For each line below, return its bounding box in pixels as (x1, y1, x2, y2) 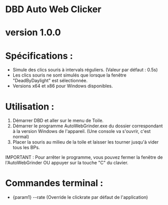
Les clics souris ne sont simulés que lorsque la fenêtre (12, 72, 127, 78)
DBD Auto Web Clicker (5, 4, 102, 15)
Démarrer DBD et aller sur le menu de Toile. (12, 118, 104, 124)
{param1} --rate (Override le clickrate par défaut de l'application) (12, 194, 148, 200)
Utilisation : (5, 100, 54, 112)
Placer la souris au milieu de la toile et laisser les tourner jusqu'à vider (12, 139, 159, 145)
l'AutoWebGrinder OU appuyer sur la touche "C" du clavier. (5, 160, 128, 166)
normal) (12, 133, 29, 140)
